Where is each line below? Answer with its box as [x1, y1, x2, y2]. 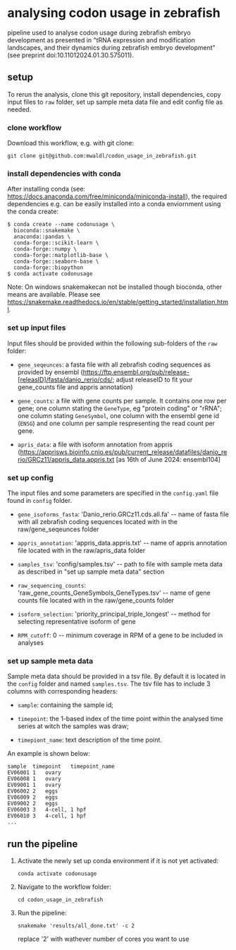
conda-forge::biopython [13, 264, 83, 271]
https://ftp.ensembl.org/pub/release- [82, 367, 190, 376]
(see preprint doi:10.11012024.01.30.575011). [7, 51, 134, 59]
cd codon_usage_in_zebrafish [17, 896, 104, 903]
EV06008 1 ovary [7, 776, 61, 783]
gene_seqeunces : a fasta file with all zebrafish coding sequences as [17, 360, 211, 369]
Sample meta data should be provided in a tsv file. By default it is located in [7, 672, 226, 681]
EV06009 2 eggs [7, 794, 58, 801]
